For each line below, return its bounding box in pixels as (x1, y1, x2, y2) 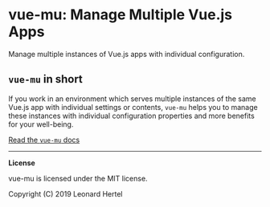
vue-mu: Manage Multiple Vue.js (8, 6, 233, 24)
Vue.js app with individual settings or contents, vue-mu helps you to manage (8, 102, 259, 112)
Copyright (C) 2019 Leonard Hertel (8, 189, 123, 198)
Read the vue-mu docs (8, 135, 80, 144)
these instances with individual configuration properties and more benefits (8, 111, 255, 120)
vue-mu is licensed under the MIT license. (8, 173, 148, 183)
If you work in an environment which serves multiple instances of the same (8, 94, 256, 103)
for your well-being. (8, 119, 74, 129)
